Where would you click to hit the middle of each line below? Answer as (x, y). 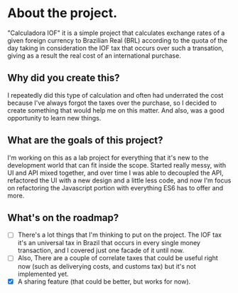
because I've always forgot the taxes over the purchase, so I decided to (112, 103)
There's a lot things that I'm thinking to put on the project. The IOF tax (120, 235)
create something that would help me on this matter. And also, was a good (116, 110)
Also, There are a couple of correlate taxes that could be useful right (118, 258)
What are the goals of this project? (85, 140)
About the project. (62, 13)
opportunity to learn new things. (54, 118)
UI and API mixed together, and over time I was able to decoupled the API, (115, 173)
